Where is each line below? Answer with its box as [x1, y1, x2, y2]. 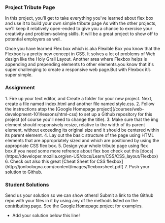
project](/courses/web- [97, 106, 144, 112]
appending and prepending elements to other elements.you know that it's [5, 61, 154, 68]
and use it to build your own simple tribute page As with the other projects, [5, 20, 157, 26]
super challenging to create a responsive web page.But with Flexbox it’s [5, 67, 151, 73]
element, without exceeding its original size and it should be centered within [5, 127, 159, 133]
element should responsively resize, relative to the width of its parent [5, 121, 145, 127]
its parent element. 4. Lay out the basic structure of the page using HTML [5, 132, 154, 138]
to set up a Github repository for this [78, 111, 153, 117]
